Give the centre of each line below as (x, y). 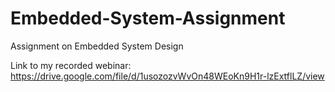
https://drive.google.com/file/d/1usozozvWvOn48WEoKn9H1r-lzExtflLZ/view (167, 76)
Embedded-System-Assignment (148, 18)
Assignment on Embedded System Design (97, 46)
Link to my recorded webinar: (71, 65)
